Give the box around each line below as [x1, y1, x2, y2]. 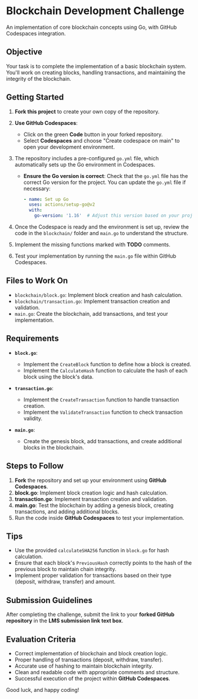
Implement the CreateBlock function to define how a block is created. [23, 361, 192, 368]
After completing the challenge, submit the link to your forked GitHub [6, 611, 175, 618]
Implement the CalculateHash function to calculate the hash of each [23, 367, 188, 374]
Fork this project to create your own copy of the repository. [14, 108, 160, 115]
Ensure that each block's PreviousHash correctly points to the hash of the [14, 559, 192, 566]
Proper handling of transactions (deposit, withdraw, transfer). [14, 656, 163, 663]
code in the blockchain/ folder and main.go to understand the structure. [14, 230, 189, 237]
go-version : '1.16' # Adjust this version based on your [34, 213, 180, 219]
